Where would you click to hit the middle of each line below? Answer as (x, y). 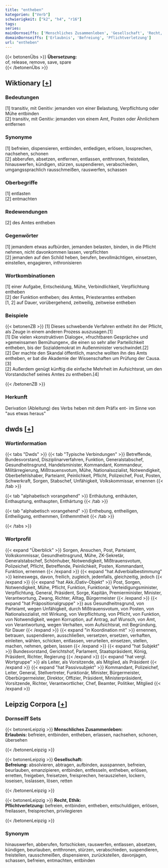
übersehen (16, 740)
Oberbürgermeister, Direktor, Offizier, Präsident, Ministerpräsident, (74, 678)
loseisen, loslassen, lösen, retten (39, 781)
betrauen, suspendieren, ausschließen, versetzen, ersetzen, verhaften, (78, 635)
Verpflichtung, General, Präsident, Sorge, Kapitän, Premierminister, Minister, (83, 593)
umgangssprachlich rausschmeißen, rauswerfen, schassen (66, 169)
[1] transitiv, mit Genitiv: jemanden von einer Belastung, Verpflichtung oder (82, 108)
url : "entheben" (22, 43)
